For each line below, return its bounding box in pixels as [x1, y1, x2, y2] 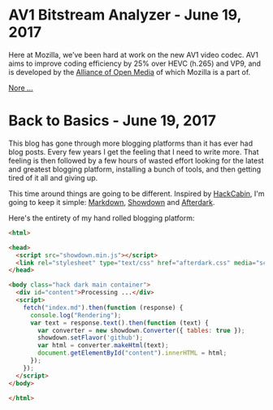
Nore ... [8, 83, 34, 93]
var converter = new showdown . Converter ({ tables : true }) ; [37, 326, 245, 334]
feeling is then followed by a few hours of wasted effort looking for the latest [8, 155, 264, 165]
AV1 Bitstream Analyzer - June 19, [8, 6, 242, 24]
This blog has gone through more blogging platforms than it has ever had [8, 138, 253, 148]
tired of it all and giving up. [8, 172, 98, 182]
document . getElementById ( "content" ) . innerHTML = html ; [37, 349, 227, 357]
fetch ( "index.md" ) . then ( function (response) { [23, 303, 184, 312]
